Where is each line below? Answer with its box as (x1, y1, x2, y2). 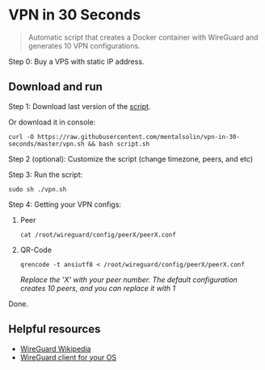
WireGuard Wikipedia (19, 343, 91, 353)
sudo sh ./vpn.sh (8, 185, 67, 193)
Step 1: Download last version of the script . (8, 101, 151, 111)
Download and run (8, 80, 103, 94)
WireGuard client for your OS (19, 352, 117, 362)
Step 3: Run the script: (8, 170, 83, 179)
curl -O (8, 132, 35, 141)
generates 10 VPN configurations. (27, 40, 141, 50)
